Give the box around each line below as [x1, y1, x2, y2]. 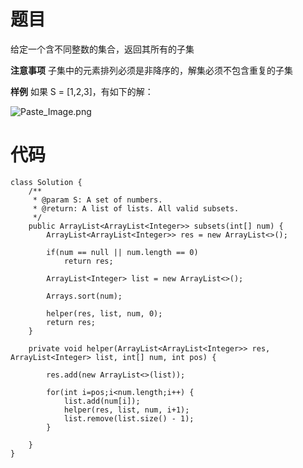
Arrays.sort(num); [46, 291, 123, 301]
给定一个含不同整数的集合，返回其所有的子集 [10, 43, 195, 55]
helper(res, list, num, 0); [46, 308, 163, 319]
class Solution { [10, 177, 83, 187]
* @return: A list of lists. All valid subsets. [32, 203, 240, 214]
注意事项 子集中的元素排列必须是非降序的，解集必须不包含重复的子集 [10, 64, 293, 76]
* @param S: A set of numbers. [32, 195, 163, 205]
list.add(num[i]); [63, 396, 141, 406]
